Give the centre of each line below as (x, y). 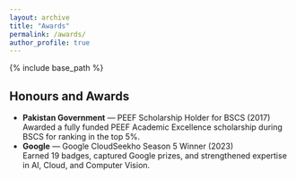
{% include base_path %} (57, 68)
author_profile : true (50, 43)
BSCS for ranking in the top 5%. (81, 137)
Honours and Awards (70, 96)
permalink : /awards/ (48, 34)
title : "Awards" (39, 26)
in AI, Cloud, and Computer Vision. (86, 166)
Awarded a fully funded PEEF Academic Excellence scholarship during (152, 127)
